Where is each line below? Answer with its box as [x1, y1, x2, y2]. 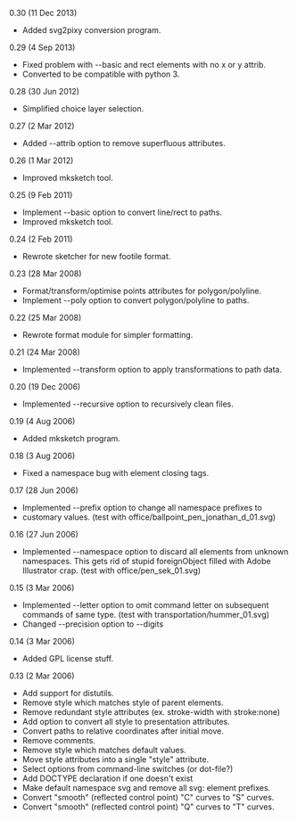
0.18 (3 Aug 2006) [9, 450, 76, 461]
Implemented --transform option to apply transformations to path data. [21, 365, 283, 374]
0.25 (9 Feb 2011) [9, 190, 73, 200]
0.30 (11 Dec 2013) [9, 8, 78, 18]
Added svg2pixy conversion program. [21, 25, 161, 35]
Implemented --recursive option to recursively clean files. [21, 398, 235, 409]
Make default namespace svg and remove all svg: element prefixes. [21, 783, 271, 792]
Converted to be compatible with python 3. [21, 69, 180, 79]
